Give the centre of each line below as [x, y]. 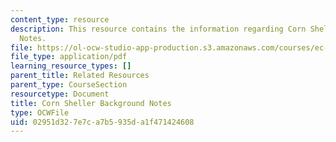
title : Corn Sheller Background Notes [91, 103]
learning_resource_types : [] [71, 66]
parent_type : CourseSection [69, 85]
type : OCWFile [40, 112]
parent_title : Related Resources [80, 76]
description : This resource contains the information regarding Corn [158, 29]
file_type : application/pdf [69, 57]
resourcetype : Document [60, 94]
